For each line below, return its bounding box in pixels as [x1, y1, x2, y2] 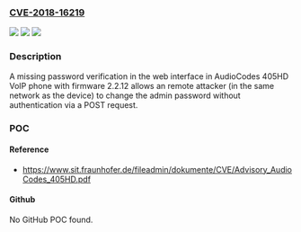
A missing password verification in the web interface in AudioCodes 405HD [9, 70, 289, 82]
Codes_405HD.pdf [22, 174, 92, 184]
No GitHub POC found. [9, 214, 93, 225]
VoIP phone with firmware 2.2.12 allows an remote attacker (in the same [9, 80, 275, 91]
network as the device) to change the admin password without [9, 90, 241, 101]
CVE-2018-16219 [9, 6, 85, 19]
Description [9, 50, 62, 63]
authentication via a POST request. [9, 99, 138, 110]
